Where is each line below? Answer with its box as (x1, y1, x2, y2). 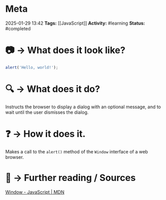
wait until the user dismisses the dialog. (5, 109, 89, 115)
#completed (5, 25, 31, 31)
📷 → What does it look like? (5, 45, 126, 56)
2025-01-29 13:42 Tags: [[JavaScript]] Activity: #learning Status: (5, 20, 145, 26)
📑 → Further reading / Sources (5, 172, 136, 184)
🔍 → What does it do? (5, 83, 100, 95)
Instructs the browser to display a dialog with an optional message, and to (5, 104, 161, 110)
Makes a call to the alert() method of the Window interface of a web (5, 148, 149, 154)
